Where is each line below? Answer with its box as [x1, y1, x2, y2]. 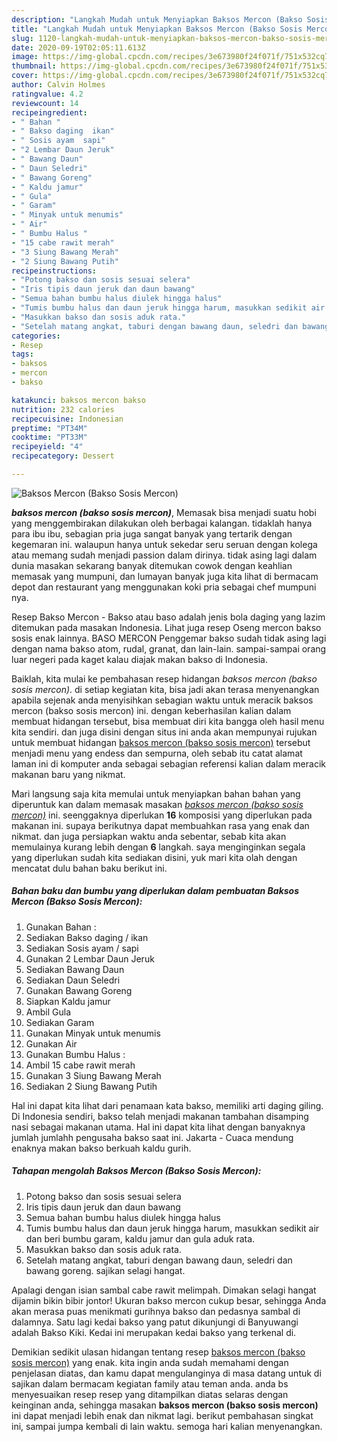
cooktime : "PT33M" [11, 432, 88, 443]
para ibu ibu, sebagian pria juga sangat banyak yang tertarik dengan [11, 527, 293, 540]
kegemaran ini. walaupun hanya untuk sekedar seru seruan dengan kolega [11, 538, 318, 550]
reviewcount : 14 [11, 98, 79, 108]
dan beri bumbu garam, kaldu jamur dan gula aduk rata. [25, 1232, 256, 1245]
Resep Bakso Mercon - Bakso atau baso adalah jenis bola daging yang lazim [11, 611, 326, 623]
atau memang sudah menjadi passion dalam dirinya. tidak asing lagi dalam [11, 549, 318, 561]
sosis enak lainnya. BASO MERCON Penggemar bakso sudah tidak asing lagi [11, 632, 327, 644]
